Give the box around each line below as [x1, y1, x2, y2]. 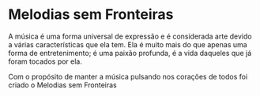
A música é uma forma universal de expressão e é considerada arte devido [8, 31, 252, 41]
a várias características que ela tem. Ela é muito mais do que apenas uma [8, 39, 247, 49]
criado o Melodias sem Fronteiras [8, 80, 117, 90]
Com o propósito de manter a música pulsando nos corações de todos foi [8, 72, 248, 81]
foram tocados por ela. [8, 57, 83, 66]
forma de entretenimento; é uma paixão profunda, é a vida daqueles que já [8, 48, 252, 57]
